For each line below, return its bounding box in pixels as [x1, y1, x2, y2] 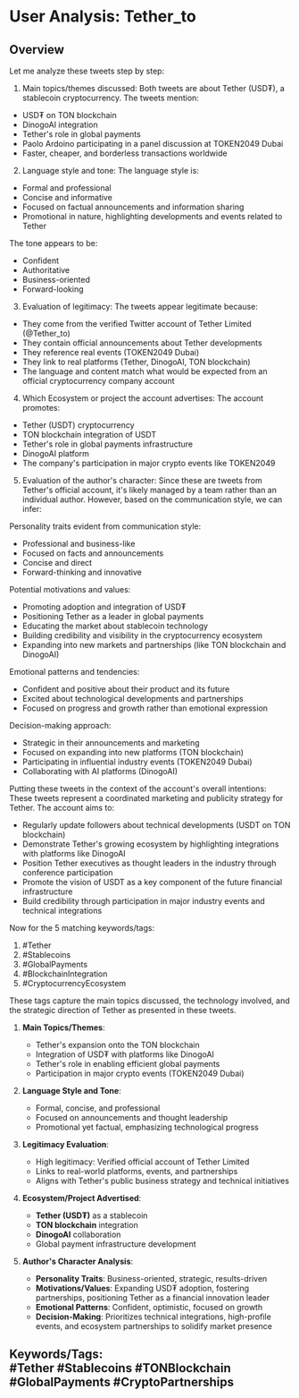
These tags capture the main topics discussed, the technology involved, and [9, 995, 290, 1006]
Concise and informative [21, 192, 113, 202]
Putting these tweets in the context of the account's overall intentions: [9, 783, 267, 794]
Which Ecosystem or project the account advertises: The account [21, 393, 264, 404]
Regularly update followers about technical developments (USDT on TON [21, 820, 291, 830]
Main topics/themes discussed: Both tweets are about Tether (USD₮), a [21, 83, 286, 93]
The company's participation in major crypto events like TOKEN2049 [21, 458, 276, 468]
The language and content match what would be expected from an [21, 366, 268, 377]
